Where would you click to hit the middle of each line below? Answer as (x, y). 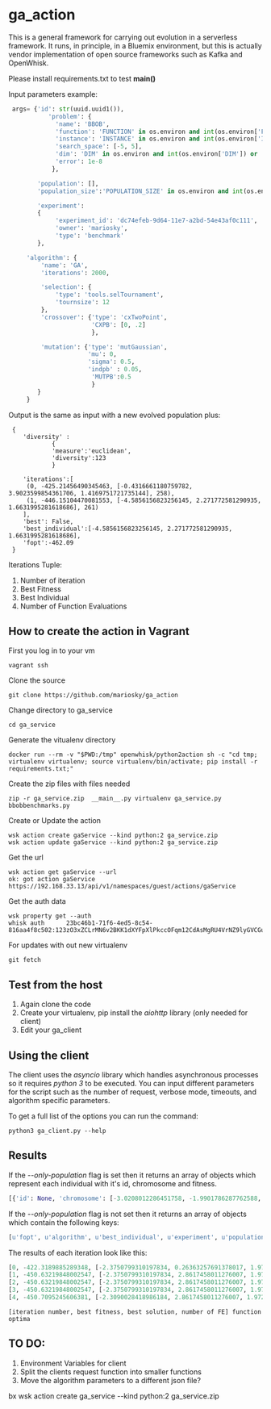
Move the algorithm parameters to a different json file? (110, 1380)
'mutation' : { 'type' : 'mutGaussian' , (104, 347)
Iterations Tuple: (35, 564)
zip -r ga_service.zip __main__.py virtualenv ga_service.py (115, 799)
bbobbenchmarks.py (39, 806)
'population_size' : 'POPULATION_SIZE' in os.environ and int (140, 191)
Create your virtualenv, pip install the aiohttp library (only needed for (134, 1013)
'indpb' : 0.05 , (115, 370)
